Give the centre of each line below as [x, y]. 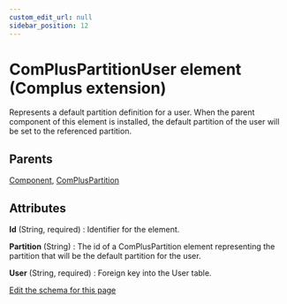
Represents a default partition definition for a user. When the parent [132, 112]
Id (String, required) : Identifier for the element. [94, 230]
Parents [31, 159]
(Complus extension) [88, 88]
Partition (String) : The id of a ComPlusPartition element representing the [142, 247]
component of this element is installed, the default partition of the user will [144, 122]
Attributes [38, 208]
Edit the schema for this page [63, 290]
